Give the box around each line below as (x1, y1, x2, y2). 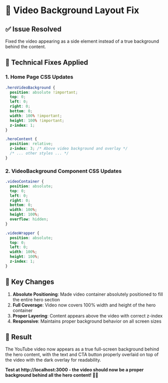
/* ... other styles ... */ (10, 151, 69, 156)
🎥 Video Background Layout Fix (5, 5, 139, 16)
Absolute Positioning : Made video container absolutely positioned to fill (12, 291, 163, 297)
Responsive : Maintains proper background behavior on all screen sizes (12, 318, 162, 324)
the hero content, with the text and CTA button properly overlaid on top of (5, 352, 159, 358)
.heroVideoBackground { (5, 85, 56, 90)
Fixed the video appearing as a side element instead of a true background (5, 38, 159, 44)
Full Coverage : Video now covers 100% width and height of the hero (12, 302, 156, 308)
